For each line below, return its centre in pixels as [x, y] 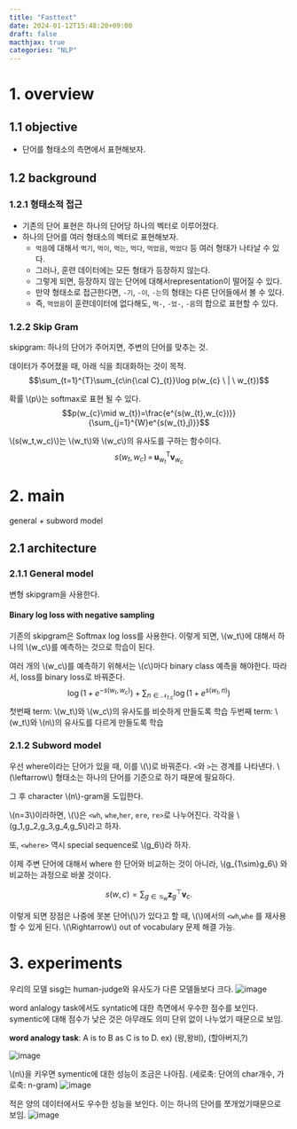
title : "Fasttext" [43, 17]
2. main [37, 496]
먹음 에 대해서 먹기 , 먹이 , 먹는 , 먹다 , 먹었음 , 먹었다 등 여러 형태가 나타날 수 [152, 247]
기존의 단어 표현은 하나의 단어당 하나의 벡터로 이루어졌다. [120, 225]
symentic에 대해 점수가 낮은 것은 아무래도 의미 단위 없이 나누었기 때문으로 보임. [146, 1019]
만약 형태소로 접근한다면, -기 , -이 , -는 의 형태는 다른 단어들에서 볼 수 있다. [160, 292]
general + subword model [56, 521]
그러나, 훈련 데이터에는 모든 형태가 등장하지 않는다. [123, 270]
